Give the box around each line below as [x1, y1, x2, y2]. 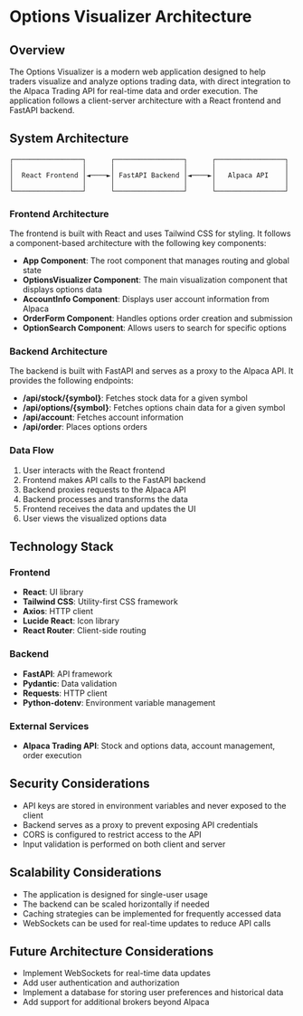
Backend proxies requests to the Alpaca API [22, 484, 187, 495]
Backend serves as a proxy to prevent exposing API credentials [22, 819, 259, 830]
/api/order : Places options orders [22, 422, 147, 432]
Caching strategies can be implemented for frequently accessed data [22, 907, 282, 919]
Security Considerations [9, 776, 151, 792]
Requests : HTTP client [22, 688, 108, 698]
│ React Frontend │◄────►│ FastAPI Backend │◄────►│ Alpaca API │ [9, 170, 289, 180]
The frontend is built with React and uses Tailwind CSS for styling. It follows [9, 228, 291, 239]
